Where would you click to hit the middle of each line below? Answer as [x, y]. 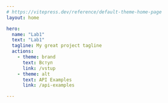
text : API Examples [47, 80]
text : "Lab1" [28, 40]
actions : [23, 51]
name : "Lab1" [28, 34]
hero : [13, 29]
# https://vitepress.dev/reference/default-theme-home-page [84, 12]
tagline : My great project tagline [57, 46]
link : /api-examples [48, 85]
